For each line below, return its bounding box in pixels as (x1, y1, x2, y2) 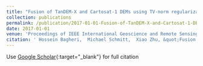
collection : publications (6, 14, 71, 20)
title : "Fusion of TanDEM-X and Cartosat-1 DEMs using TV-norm (6, 8, 169, 15)
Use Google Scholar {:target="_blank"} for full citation (6, 53, 139, 60)
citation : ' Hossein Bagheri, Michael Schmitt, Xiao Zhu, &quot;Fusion (6, 37, 196, 43)
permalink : (6, 20, 34, 26)
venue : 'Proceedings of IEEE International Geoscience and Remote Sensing (6, 31, 199, 37)
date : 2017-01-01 (6, 25, 50, 32)
